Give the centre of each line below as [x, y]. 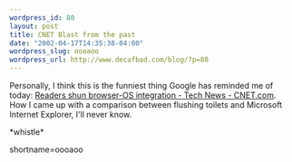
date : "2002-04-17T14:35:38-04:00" [77, 43]
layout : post [34, 26]
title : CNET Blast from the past [73, 34]
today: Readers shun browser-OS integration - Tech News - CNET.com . [143, 95]
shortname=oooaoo [46, 149]
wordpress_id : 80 [42, 18]
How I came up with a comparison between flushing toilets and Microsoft [146, 105]
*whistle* [27, 132]
